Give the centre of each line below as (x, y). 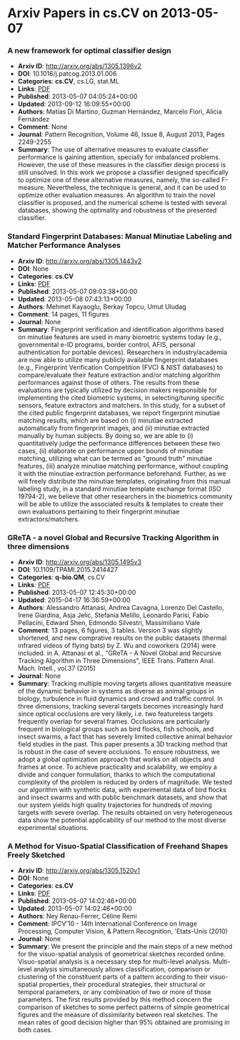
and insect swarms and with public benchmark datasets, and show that (122, 797)
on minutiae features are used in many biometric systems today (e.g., (120, 336)
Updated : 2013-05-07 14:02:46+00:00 (75, 909)
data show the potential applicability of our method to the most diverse (122, 820)
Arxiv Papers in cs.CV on (83, 13)
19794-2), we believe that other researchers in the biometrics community (125, 496)
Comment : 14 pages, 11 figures (63, 314)
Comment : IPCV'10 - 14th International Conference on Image (107, 924)
